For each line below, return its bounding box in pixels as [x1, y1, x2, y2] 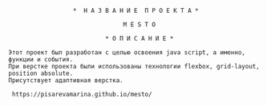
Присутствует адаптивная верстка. [8, 77, 124, 84]
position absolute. [8, 69, 74, 77]
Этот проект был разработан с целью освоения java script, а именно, [8, 49, 246, 57]
